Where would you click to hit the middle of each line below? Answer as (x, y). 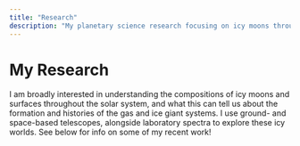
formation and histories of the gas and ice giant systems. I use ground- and (148, 113)
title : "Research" (43, 17)
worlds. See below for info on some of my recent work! (110, 132)
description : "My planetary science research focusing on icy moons (139, 26)
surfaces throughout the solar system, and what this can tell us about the (144, 104)
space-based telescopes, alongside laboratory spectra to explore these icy (147, 123)
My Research (59, 70)
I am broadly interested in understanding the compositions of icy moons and (150, 94)
